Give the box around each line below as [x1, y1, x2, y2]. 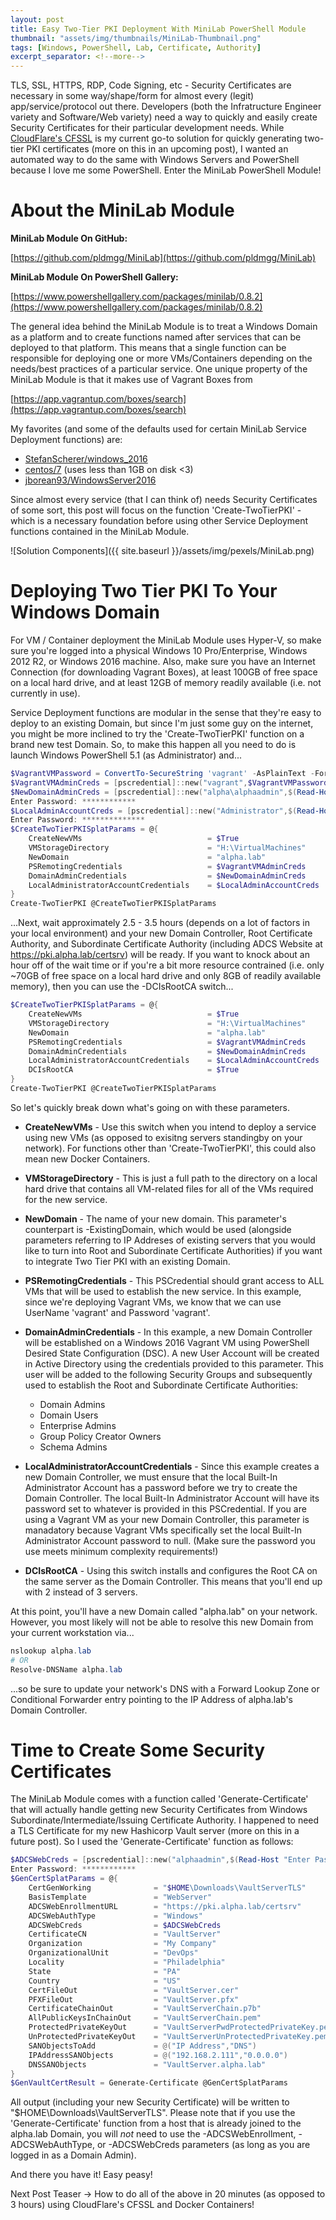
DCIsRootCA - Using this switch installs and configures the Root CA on [24, 1564, 318, 1576]
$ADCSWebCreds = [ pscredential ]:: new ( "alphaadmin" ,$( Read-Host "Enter [10, 1855, 311, 1865]
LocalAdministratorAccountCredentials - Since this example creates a [24, 1460, 320, 1472]
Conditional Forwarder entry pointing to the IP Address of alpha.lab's [10, 1693, 293, 1705]
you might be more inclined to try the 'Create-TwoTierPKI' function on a [10, 728, 305, 740]
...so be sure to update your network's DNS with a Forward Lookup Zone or [10, 1682, 320, 1695]
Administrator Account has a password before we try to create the [24, 1481, 298, 1493]
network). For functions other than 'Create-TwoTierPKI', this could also [24, 1142, 317, 1154]
